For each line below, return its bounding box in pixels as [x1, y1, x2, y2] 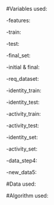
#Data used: [6, 180, 36, 188]
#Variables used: [6, 5, 47, 12]
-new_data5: [6, 169, 37, 175]
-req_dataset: [6, 75, 39, 82]
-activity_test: [6, 122, 40, 129]
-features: [6, 17, 31, 24]
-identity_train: [6, 87, 42, 94]
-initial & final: [6, 63, 40, 71]
